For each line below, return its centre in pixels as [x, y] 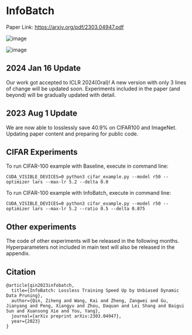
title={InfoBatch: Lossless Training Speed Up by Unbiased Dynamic [95, 290]
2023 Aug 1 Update [42, 114]
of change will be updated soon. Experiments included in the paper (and [93, 89]
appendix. [18, 253]
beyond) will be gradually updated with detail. [61, 94]
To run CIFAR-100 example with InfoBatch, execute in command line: [89, 193]
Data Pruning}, [25, 296]
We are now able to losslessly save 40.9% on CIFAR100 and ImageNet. [91, 127]
